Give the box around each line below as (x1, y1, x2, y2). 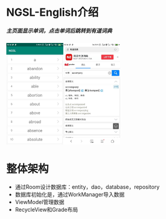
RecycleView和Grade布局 (14, 206, 78, 213)
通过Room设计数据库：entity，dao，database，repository (14, 183, 160, 191)
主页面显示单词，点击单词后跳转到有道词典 (6, 27, 112, 34)
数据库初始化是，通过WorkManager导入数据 (14, 191, 125, 198)
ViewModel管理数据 (14, 198, 65, 206)
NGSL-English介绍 (6, 5, 99, 19)
